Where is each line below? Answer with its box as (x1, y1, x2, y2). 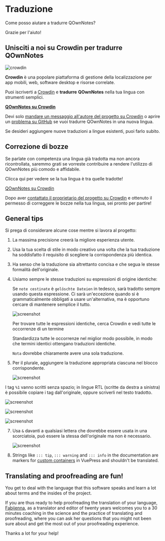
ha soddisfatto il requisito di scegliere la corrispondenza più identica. (12, 252, 153, 258)
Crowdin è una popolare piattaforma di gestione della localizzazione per (5, 74, 152, 80)
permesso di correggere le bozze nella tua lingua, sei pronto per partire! (5, 200, 152, 206)
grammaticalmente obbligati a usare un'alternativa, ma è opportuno (12, 296, 150, 302)
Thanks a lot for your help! (5, 530, 59, 537)
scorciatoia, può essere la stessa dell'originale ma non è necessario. (12, 433, 152, 439)
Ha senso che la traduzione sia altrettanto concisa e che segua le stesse (12, 261, 160, 267)
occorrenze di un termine (12, 326, 64, 332)
